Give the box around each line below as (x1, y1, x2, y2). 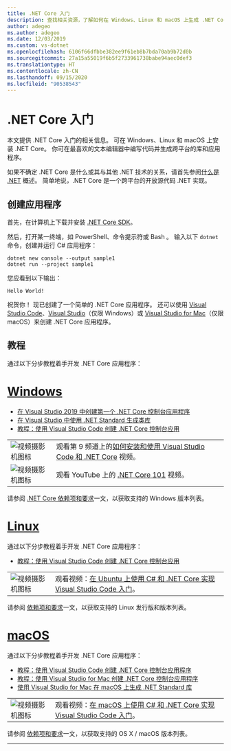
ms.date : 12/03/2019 (7, 36, 67, 43)
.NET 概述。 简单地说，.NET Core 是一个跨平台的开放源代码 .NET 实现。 (7, 177, 211, 185)
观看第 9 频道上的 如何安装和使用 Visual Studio (56, 441, 205, 451)
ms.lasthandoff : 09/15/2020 (7, 74, 88, 81)
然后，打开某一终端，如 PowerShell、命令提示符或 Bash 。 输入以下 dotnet (7, 233, 219, 240)
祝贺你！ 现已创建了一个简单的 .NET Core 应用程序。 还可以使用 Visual (7, 300, 207, 309)
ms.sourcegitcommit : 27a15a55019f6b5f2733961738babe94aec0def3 (7, 55, 192, 62)
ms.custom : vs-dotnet (7, 42, 69, 49)
